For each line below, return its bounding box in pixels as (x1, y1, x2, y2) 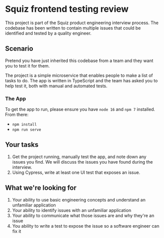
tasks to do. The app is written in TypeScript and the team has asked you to (5, 77, 158, 83)
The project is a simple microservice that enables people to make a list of (5, 72, 153, 78)
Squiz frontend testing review (5, 3, 129, 15)
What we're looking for (5, 184, 77, 192)
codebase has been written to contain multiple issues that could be (5, 25, 141, 31)
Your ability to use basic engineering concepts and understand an (12, 197, 146, 203)
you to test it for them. (5, 63, 50, 68)
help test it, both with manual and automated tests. (5, 83, 108, 89)
